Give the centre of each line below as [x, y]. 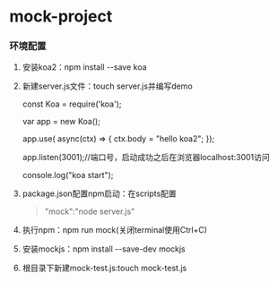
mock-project [61, 17]
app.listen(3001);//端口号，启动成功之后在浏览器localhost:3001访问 [146, 158]
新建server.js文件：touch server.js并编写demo [107, 86]
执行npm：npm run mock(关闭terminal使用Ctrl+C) [115, 230]
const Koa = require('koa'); [72, 104]
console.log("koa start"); [68, 175]
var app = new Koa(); [61, 122]
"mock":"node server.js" [90, 211]
